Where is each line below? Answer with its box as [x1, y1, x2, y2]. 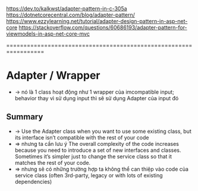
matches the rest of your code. [14, 159, 91, 166]
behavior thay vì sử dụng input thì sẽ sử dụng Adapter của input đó [14, 94, 179, 101]
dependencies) [14, 178, 52, 185]
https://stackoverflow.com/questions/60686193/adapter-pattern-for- [18, 24, 187, 31]
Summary [6, 112, 43, 122]
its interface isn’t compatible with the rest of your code [14, 133, 149, 141]
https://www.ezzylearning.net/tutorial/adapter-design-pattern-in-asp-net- [6, 18, 188, 24]
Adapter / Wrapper [6, 69, 100, 82]
